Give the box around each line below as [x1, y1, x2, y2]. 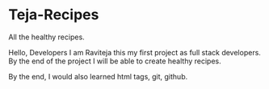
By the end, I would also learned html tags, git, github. [8, 71, 188, 81]
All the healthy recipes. [8, 32, 85, 42]
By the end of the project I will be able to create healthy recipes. [8, 56, 222, 66]
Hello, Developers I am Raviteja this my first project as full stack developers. [8, 47, 261, 57]
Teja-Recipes [8, 6, 99, 24]
